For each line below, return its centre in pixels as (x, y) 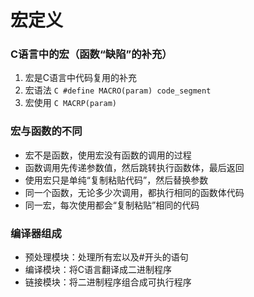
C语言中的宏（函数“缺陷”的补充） (91, 54)
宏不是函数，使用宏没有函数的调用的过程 (108, 155)
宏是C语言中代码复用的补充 (81, 78)
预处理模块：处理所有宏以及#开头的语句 (106, 257)
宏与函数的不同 (46, 131)
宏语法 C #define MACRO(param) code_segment (118, 90)
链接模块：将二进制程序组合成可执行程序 (108, 282)
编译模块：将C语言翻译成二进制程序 (98, 270)
